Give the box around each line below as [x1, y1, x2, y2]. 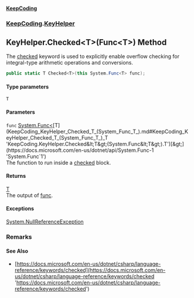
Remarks [6, 232, 32, 241]
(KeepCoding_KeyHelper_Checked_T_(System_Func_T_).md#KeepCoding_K [6, 128, 189, 135]
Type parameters [6, 83, 49, 90]
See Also [6, 247, 28, 255]
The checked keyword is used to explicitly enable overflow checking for [6, 53, 180, 60]
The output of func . [6, 191, 53, 199]
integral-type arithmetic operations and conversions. [6, 59, 134, 66]
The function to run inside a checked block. [6, 159, 111, 166]
